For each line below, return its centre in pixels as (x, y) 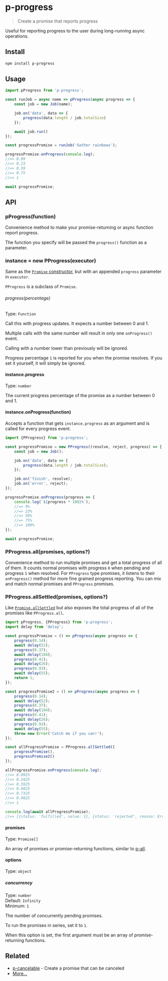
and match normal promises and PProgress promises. (60, 584)
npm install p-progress (30, 63)
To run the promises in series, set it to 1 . (46, 925)
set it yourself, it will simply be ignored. (45, 363)
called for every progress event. (38, 429)
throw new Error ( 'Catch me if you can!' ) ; (59, 733)
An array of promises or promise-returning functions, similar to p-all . (76, 848)
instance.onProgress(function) (38, 412)
